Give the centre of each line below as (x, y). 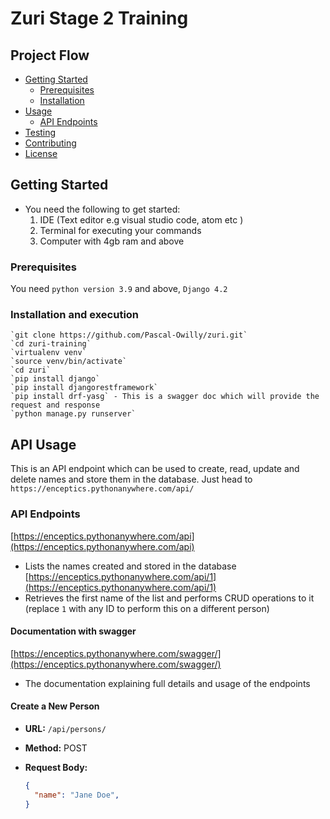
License (41, 153)
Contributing (50, 143)
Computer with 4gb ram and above (112, 241)
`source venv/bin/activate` (69, 362)
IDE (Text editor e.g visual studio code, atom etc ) (141, 219)
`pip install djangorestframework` (84, 388)
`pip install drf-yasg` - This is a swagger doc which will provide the (165, 397)
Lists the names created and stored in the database (130, 566)
